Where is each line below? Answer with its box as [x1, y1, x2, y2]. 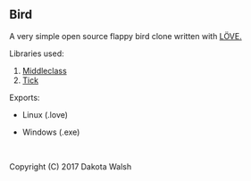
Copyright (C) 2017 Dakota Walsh [9, 160, 132, 172]
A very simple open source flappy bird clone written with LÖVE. [9, 30, 243, 41]
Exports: [9, 92, 40, 103]
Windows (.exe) [21, 127, 80, 137]
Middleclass [21, 65, 67, 76]
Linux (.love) [21, 109, 69, 119]
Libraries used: [9, 48, 64, 59]
